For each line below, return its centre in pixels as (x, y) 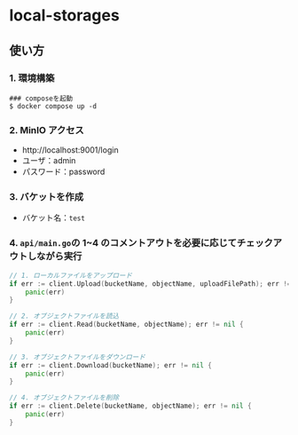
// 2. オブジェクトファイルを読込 (64, 316)
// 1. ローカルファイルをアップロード (71, 275)
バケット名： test (54, 217)
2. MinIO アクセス (47, 130)
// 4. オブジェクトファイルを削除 (64, 398)
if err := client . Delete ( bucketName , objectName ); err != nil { (130, 406)
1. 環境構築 (32, 78)
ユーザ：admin (49, 161)
